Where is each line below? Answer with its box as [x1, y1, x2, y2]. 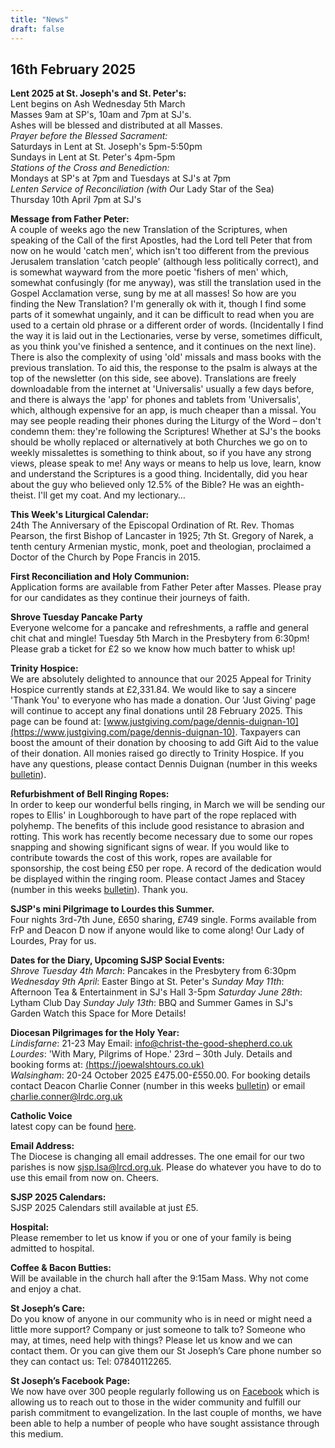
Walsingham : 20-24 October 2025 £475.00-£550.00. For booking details [10, 1069, 311, 1081]
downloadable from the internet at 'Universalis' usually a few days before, [10, 383, 315, 395]
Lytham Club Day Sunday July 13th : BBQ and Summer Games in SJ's [10, 997, 293, 1009]
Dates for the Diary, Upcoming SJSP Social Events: [10, 954, 226, 966]
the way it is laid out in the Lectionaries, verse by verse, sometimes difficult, [10, 330, 323, 342]
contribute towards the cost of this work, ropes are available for [10, 852, 273, 864]
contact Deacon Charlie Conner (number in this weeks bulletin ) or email [10, 1080, 306, 1092]
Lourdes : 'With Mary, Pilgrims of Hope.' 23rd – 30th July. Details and [10, 1048, 293, 1060]
